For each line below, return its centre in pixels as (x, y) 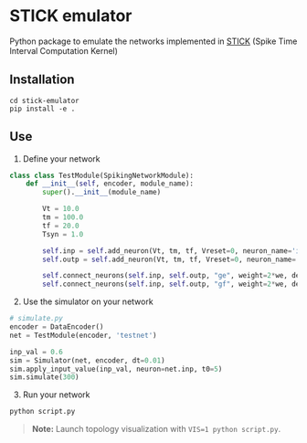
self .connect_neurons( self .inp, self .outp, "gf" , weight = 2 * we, (165, 284)
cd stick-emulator (44, 100)
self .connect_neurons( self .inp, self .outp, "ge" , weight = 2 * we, (165, 276)
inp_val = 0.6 (37, 352)
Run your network (56, 395)
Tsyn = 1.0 (63, 234)
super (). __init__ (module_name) (102, 193)
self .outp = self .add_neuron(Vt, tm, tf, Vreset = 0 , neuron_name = (169, 259)
